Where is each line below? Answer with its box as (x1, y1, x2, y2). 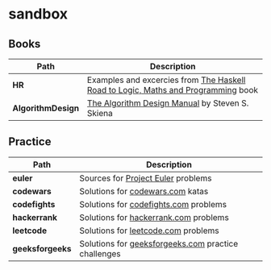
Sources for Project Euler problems (79, 172, 212, 184)
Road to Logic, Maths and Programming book (87, 85, 258, 95)
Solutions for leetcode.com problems (79, 225, 219, 236)
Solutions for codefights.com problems (79, 198, 227, 210)
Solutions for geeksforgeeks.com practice (79, 238, 239, 249)
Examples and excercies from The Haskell (87, 74, 246, 85)
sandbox (8, 5, 69, 23)
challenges (79, 247, 121, 259)
